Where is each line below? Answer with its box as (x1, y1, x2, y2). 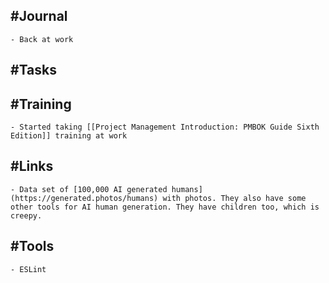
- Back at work (10, 34, 74, 44)
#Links (10, 158, 54, 175)
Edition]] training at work (10, 131, 128, 141)
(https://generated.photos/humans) (10, 193, 159, 203)
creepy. (10, 210, 43, 221)
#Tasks (10, 62, 58, 79)
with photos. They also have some (162, 193, 307, 203)
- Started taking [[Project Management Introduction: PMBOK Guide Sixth (10, 122, 320, 133)
